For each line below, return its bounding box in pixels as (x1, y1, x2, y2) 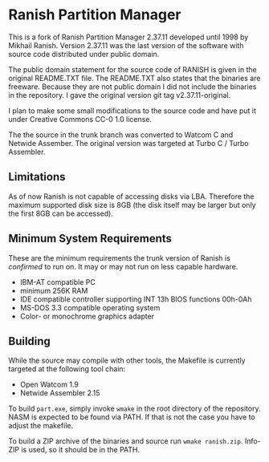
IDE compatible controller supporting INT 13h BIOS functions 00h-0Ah (19, 294, 252, 304)
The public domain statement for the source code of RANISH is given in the (8, 64, 257, 74)
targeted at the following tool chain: (8, 364, 126, 374)
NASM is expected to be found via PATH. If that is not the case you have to (8, 412, 255, 422)
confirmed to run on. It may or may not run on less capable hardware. (8, 261, 238, 271)
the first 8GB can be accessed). (8, 209, 114, 218)
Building (8, 334, 51, 348)
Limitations (8, 170, 66, 184)
